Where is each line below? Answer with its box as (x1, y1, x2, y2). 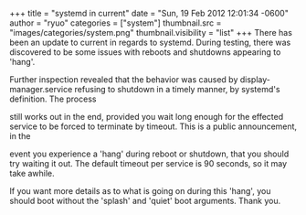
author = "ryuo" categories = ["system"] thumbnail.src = (9, 17, 222, 28)
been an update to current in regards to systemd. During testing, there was (9, 37, 291, 48)
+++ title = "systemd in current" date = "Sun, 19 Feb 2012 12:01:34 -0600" (9, 8, 290, 18)
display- (239, 74, 271, 85)
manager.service (9, 84, 73, 94)
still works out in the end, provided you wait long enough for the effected (9, 112, 284, 122)
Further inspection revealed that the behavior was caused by (9, 74, 238, 85)
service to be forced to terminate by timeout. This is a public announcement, (9, 121, 298, 132)
